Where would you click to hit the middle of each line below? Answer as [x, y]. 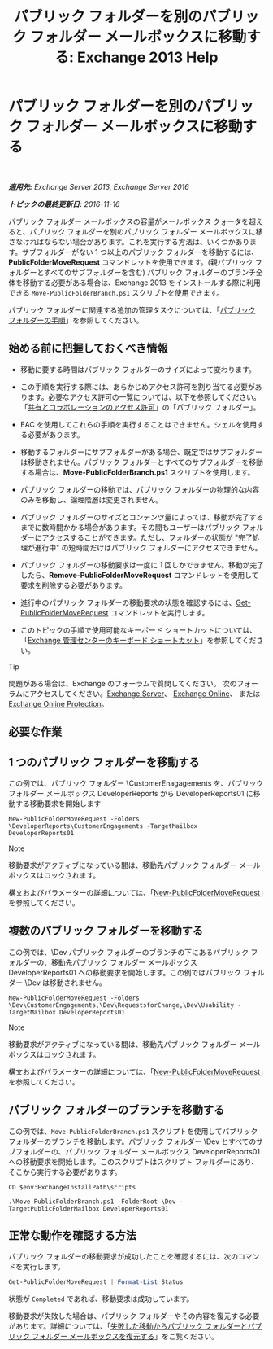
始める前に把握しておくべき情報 [88, 348]
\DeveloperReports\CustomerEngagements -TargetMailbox [103, 826]
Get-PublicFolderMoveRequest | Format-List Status [96, 1282]
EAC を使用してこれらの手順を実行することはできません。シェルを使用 [139, 424]
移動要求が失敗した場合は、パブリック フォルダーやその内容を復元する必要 [134, 1316]
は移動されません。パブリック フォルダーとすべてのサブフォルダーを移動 [142, 462]
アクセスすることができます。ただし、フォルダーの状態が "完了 [147, 537]
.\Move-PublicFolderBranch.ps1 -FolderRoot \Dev [92, 1202]
